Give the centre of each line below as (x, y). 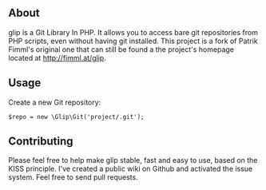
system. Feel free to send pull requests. (73, 177)
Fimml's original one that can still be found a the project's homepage (121, 49)
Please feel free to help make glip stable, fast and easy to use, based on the (133, 160)
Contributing (41, 142)
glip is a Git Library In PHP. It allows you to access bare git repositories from (133, 32)
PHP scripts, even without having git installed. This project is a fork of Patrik (133, 41)
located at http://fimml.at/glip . (57, 57)
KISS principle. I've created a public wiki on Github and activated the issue (131, 169)
